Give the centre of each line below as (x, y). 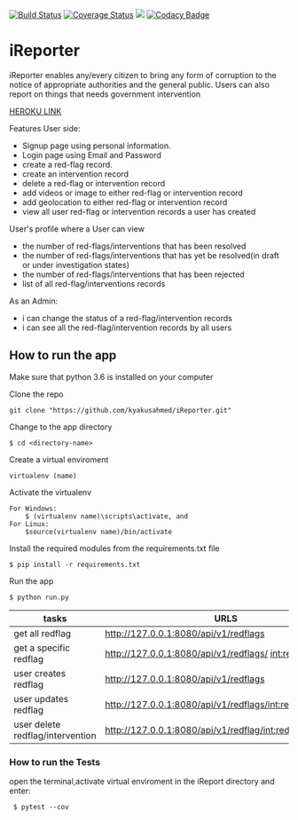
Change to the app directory (61, 427)
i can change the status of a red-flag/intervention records (127, 318)
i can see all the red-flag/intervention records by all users (127, 327)
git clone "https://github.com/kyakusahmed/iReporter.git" (121, 410)
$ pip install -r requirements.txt (75, 564)
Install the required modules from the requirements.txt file (114, 548)
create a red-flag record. (67, 164)
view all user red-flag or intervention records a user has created (139, 211)
